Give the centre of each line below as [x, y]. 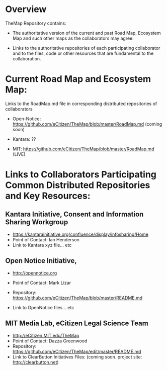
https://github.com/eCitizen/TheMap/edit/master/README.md [77, 351]
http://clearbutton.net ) [35, 362]
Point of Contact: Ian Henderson [46, 239]
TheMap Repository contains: [36, 23]
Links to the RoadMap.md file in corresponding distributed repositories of [81, 104]
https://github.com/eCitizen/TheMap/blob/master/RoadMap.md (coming [87, 124]
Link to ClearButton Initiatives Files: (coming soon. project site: [77, 357]
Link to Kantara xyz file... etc [42, 245]
